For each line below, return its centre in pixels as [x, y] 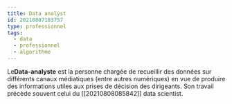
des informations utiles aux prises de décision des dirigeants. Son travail [110, 86]
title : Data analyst [37, 13]
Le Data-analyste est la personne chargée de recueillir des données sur [109, 71]
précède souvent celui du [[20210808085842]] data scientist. [95, 93]
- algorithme [32, 52]
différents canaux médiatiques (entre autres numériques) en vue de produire [116, 79]
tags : [15, 33]
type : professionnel [37, 26]
